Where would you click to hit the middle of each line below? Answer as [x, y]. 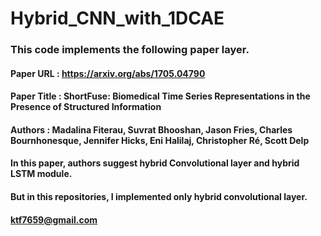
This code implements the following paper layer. [130, 50]
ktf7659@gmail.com [54, 219]
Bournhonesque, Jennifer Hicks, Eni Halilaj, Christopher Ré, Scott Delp [160, 140]
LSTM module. [41, 174]
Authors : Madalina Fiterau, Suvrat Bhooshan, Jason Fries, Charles [151, 129]
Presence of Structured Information [86, 107]
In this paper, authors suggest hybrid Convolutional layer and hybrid [155, 163]
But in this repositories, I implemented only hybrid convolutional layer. [159, 197]
